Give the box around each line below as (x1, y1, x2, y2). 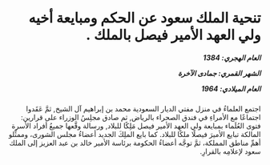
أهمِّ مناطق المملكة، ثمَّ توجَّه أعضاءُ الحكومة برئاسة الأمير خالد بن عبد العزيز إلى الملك (9, 138, 261, 148)
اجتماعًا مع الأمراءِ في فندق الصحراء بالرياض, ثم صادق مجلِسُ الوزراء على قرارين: (21, 113, 261, 123)
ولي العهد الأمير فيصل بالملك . (85, 26, 261, 44)
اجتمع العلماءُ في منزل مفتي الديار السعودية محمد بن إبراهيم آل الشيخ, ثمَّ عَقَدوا (26, 104, 261, 114)
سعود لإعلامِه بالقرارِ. (199, 147, 261, 156)
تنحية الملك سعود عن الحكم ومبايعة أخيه (28, 9, 261, 27)
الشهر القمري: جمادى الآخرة (177, 68, 261, 78)
